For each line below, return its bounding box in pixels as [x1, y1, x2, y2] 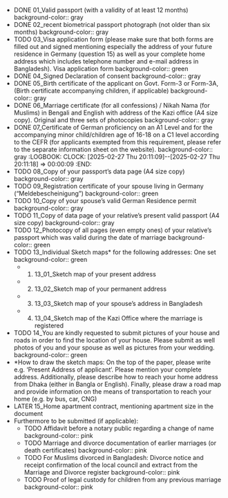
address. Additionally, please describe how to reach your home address [13, 373, 219, 381]
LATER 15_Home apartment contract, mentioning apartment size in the [13, 402, 214, 410]
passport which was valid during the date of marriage [13, 233, 167, 241]
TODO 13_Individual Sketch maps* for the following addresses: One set [13, 248, 216, 256]
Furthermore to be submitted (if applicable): [13, 417, 139, 425]
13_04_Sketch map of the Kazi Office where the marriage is [34, 314, 203, 322]
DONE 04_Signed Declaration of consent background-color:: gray [13, 72, 201, 80]
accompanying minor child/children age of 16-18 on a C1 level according [13, 131, 220, 139]
